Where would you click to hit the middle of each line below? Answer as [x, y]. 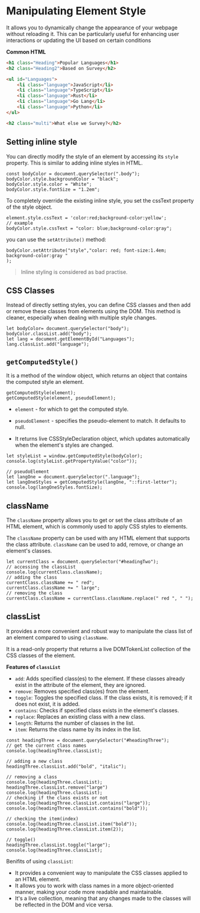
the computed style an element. [45, 382]
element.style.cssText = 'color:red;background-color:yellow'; [87, 218]
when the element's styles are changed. [64, 445]
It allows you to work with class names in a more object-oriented [94, 885]
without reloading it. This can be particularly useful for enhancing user [93, 33]
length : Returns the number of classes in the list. [75, 723]
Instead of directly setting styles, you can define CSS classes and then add [99, 305]
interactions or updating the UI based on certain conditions [79, 40]
